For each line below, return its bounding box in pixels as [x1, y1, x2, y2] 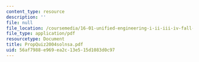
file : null [6, 19, 33, 25]
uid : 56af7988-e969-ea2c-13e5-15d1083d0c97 [6, 47, 115, 53]
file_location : [6, 25, 44, 31]
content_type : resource [6, 8, 65, 15]
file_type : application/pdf [6, 31, 76, 37]
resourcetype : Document [6, 36, 65, 42]
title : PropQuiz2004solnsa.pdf [6, 42, 84, 48]
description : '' [6, 14, 46, 20]
